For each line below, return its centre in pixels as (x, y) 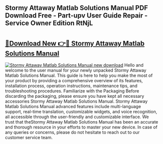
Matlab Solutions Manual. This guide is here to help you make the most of (79, 75)
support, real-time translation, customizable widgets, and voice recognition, (81, 112)
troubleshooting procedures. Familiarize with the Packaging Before (72, 91)
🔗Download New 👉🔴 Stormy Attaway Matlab (75, 43)
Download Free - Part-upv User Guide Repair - (76, 16)
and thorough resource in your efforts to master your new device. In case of (81, 127)
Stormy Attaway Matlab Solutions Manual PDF (76, 8)
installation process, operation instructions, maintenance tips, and (71, 86)
